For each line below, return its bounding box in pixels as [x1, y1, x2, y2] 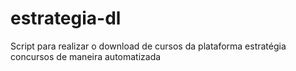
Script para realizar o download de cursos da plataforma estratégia [10, 40, 287, 52]
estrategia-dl [10, 7, 122, 30]
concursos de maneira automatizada [10, 50, 162, 62]
